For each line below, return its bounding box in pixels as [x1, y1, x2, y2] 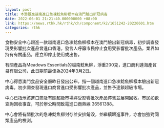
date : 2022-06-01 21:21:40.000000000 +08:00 [5, 16, 97, 21]
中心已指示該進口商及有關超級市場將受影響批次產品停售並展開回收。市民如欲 [5, 95, 159, 101]
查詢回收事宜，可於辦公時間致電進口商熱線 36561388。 [5, 101, 116, 107]
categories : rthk [5, 25, 41, 30]
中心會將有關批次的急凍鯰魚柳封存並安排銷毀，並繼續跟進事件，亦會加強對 [5, 111, 155, 117]
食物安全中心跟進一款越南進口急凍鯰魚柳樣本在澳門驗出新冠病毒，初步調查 [5, 40, 155, 45]
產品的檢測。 [9, 118, 35, 124]
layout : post [5, 7, 32, 12]
